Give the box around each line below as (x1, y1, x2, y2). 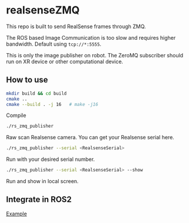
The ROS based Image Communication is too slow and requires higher (6, 34, 176, 41)
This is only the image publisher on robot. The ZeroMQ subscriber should (6, 52, 184, 59)
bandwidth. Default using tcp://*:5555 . (6, 40, 102, 47)
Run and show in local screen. (6, 178, 79, 184)
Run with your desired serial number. (6, 156, 95, 163)
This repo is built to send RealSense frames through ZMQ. (6, 23, 146, 30)
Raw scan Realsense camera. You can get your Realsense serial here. (6, 134, 174, 141)
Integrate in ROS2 (6, 194, 72, 205)
